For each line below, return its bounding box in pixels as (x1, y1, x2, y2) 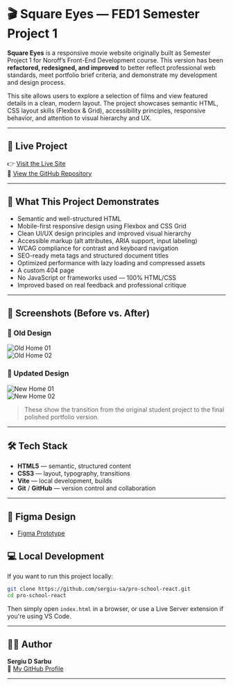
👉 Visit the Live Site (7, 159, 66, 167)
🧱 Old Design (7, 328, 52, 337)
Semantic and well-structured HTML (17, 214, 121, 223)
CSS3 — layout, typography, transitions (17, 469, 130, 478)
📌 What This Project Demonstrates (7, 196, 159, 208)
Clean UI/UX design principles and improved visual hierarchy (17, 229, 192, 237)
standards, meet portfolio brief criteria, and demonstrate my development (7, 71, 218, 79)
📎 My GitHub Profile (7, 664, 64, 673)
